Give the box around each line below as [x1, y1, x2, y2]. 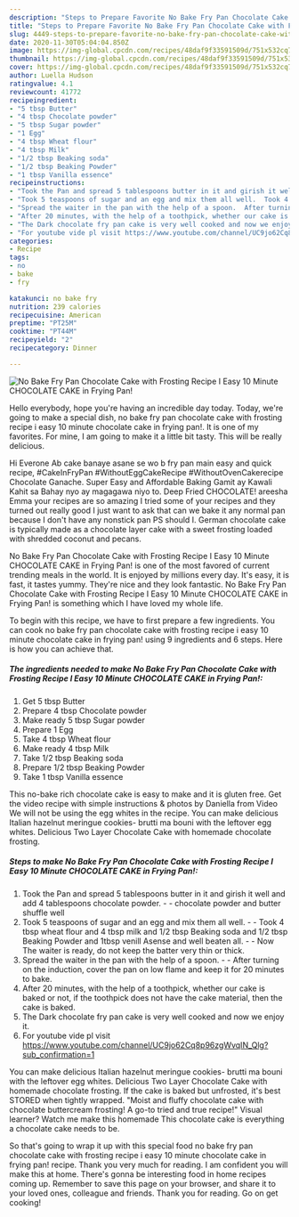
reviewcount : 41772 [9, 87, 82, 96]
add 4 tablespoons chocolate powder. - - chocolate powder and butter [21, 897, 282, 908]
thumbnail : [9, 54, 50, 63]
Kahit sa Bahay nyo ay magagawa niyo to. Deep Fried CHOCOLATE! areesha [9, 486, 288, 497]
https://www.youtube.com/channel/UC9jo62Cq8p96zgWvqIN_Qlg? [21, 1039, 269, 1051]
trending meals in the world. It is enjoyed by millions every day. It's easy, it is [9, 569, 289, 580]
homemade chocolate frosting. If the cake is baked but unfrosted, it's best [9, 1085, 281, 1096]
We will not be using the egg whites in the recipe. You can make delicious [9, 807, 279, 818]
